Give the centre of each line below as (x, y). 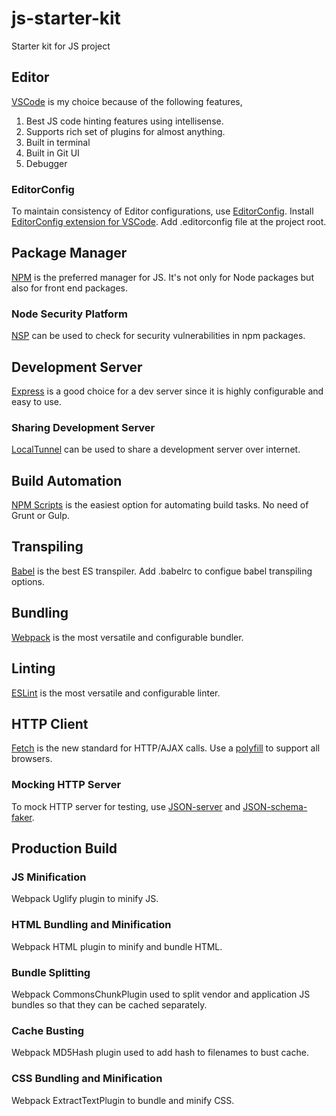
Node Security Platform (69, 314)
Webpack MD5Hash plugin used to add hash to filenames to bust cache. (160, 1053)
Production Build (64, 848)
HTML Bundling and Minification (91, 925)
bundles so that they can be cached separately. (109, 1004)
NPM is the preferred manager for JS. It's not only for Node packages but (162, 277)
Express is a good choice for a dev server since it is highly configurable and (167, 391)
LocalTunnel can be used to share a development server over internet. (156, 449)
